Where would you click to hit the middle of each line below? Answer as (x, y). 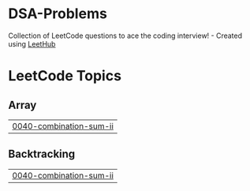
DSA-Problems (58, 14)
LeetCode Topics (65, 76)
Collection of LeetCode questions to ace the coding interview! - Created (125, 36)
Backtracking (42, 154)
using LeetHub (32, 43)
